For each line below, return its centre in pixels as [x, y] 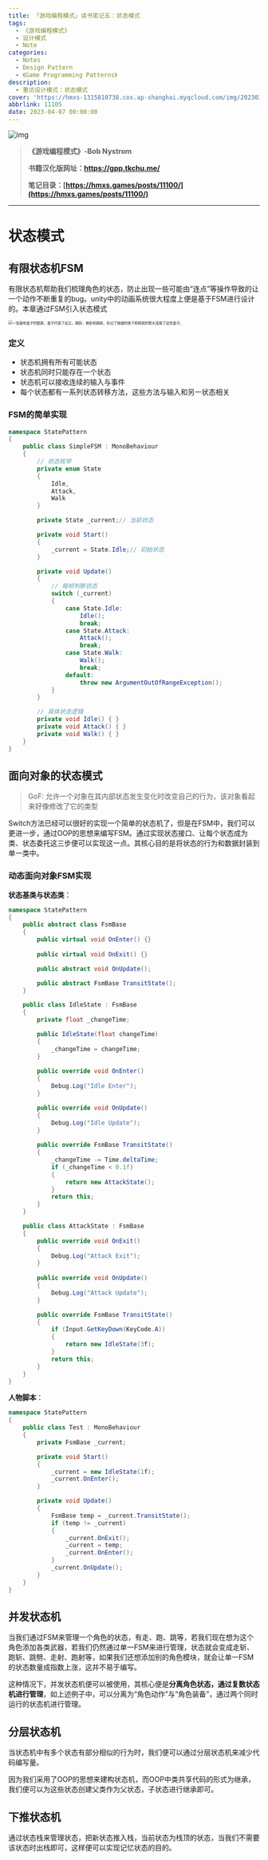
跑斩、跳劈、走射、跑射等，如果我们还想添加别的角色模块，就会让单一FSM [131, 1657]
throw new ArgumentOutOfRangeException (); [151, 683]
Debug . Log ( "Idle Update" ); [96, 1123]
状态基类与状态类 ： [40, 895]
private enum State [69, 469]
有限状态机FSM [46, 268]
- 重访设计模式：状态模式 [52, 90]
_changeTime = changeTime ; [96, 1049]
